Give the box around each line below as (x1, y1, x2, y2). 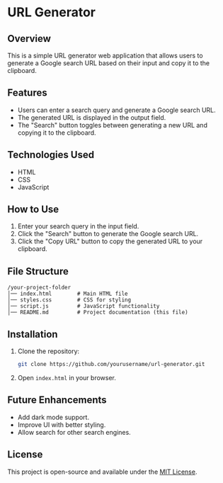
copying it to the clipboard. (17, 128, 97, 137)
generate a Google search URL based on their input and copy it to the (7, 59, 210, 67)
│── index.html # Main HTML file (7, 290, 129, 298)
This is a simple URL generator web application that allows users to (7, 51, 203, 60)
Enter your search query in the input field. (17, 222, 139, 231)
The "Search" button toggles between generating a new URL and (17, 121, 207, 129)
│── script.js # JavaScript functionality (7, 303, 160, 310)
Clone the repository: (17, 347, 80, 355)
